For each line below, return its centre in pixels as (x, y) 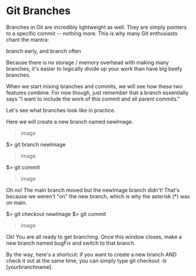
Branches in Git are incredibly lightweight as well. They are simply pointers (97, 27)
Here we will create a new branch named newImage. (70, 121)
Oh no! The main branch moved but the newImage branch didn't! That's (93, 190)
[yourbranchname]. (29, 267)
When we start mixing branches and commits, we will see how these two (94, 86)
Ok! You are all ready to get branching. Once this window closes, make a (94, 237)
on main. (17, 202)
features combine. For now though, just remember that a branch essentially (97, 92)
